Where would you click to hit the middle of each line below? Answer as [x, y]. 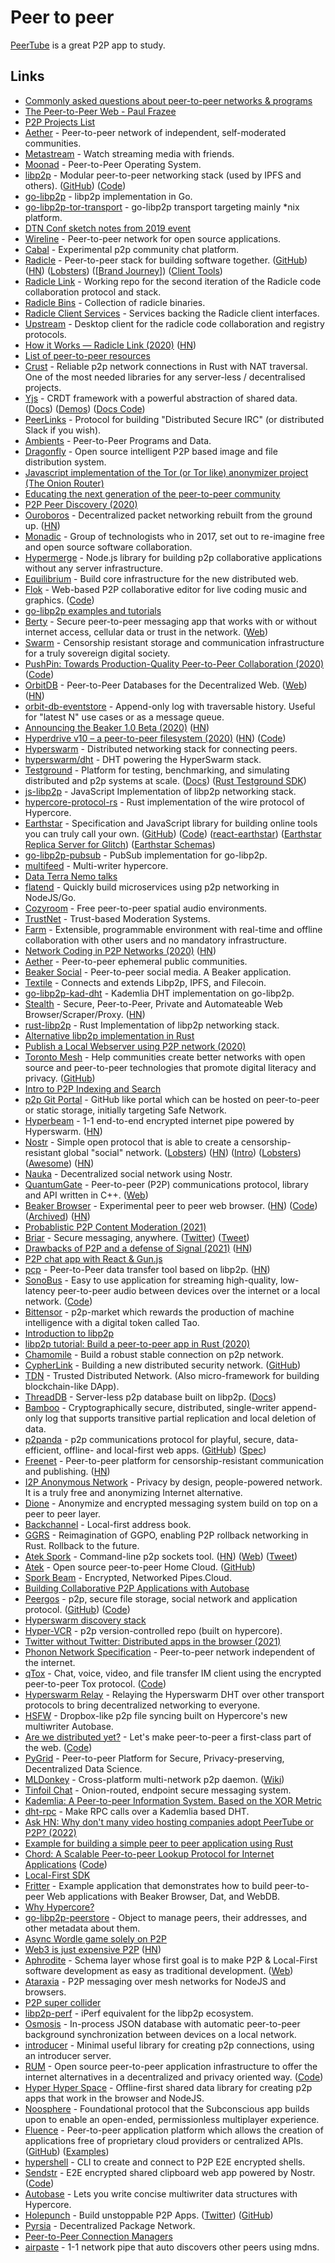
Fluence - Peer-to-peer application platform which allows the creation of [174, 2130]
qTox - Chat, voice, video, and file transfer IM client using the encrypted [173, 1673]
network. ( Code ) [58, 1301]
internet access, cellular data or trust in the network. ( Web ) [146, 632]
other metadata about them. [82, 1928]
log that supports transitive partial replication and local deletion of [180, 1418]
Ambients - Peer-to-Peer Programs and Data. [118, 440]
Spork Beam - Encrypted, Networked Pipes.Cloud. [128, 1577]
